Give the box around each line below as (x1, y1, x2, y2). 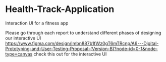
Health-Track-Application (5, 3, 115, 15)
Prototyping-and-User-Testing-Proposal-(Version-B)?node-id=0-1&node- (5, 45, 158, 51)
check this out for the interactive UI (33, 51, 107, 57)
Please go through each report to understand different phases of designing (5, 29, 161, 35)
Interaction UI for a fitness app (5, 20, 69, 26)
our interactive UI (5, 35, 41, 41)
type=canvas (5, 51, 33, 57)
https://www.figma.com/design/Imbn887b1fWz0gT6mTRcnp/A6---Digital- (5, 40, 159, 46)
